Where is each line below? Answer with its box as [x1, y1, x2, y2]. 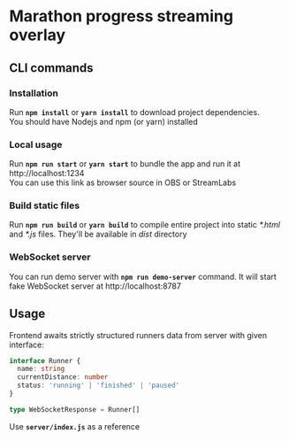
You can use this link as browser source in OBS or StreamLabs [9, 177, 237, 188]
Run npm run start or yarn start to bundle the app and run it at [9, 159, 241, 169]
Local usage [9, 138, 63, 151]
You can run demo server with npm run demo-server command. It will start [9, 271, 277, 282]
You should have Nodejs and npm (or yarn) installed [9, 116, 199, 127]
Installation [9, 87, 59, 99]
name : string [17, 365, 65, 374]
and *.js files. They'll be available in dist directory [9, 228, 187, 240]
